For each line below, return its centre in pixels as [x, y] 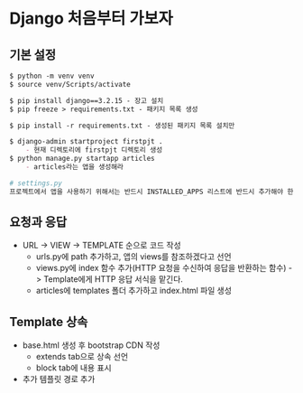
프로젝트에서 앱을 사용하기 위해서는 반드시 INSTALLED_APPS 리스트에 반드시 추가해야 [147, 192]
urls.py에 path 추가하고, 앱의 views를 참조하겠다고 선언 [133, 257]
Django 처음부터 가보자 [91, 19]
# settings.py [36, 183]
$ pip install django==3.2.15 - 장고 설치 [87, 100]
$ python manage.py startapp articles [82, 159]
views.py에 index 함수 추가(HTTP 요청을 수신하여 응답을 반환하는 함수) [161, 268]
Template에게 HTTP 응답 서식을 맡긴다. [113, 279]
